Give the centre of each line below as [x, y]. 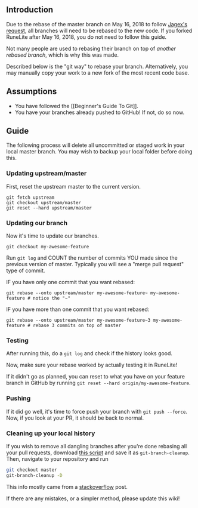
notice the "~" [51, 298]
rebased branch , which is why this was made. [63, 55]
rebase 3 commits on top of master [77, 326]
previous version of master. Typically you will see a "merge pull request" [95, 264]
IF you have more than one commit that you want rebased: [78, 309]
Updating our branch [37, 223]
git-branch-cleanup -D [34, 475]
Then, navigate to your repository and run [57, 458]
